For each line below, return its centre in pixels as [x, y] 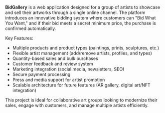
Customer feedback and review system [53, 64]
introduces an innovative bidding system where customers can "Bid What [81, 18]
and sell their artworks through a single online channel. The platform [75, 12]
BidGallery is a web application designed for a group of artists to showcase [83, 7]
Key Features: [19, 38]
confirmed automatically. [31, 28]
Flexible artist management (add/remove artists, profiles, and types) [82, 53]
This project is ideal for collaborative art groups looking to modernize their [82, 100]
